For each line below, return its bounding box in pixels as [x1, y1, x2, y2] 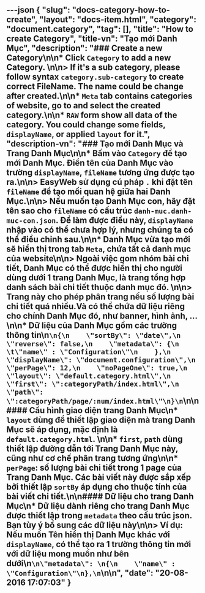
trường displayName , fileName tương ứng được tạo [6, 168, 195, 178]
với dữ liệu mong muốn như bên [6, 549, 130, 559]
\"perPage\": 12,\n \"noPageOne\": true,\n [6, 364, 188, 373]
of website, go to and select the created [6, 100, 161, 111]
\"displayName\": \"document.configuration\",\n [6, 356, 196, 365]
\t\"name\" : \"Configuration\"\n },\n [6, 348, 171, 357]
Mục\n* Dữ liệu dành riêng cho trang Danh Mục [6, 501, 190, 512]
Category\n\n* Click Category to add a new [6, 53, 171, 63]
